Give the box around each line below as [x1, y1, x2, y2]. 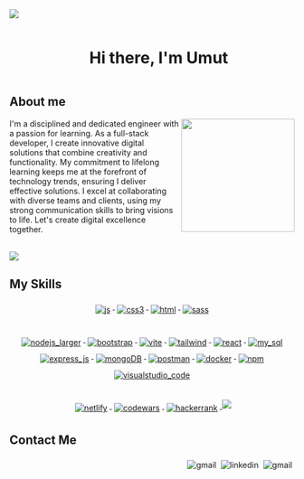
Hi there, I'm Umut [89, 48, 229, 69]
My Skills [9, 277, 62, 292]
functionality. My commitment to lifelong [9, 156, 160, 167]
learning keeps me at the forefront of [9, 166, 147, 177]
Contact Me [9, 432, 77, 447]
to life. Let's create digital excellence [9, 214, 147, 225]
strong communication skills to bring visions [9, 204, 174, 215]
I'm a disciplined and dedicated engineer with [9, 117, 179, 129]
